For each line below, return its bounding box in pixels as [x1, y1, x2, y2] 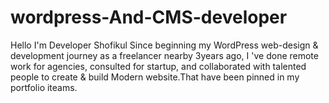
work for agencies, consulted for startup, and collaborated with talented [10, 60, 307, 72]
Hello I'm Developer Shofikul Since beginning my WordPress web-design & [10, 39, 319, 51]
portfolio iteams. [10, 81, 78, 93]
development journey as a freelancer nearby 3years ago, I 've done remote [10, 49, 319, 61]
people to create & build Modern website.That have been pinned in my [10, 71, 300, 83]
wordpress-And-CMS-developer [10, 6, 288, 29]
